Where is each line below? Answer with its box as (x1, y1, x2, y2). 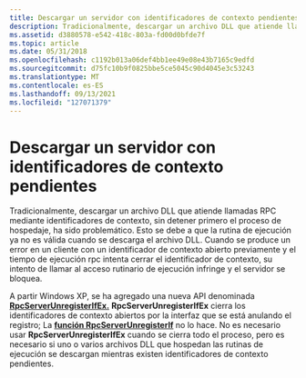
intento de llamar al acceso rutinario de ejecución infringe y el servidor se (9, 264, 286, 274)
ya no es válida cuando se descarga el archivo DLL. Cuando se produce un (9, 234, 291, 245)
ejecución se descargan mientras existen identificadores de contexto (9, 349, 269, 360)
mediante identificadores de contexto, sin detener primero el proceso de (9, 215, 282, 226)
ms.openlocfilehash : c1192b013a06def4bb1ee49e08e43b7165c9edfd (9, 55, 255, 65)
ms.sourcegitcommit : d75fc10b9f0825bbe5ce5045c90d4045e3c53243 (9, 65, 255, 74)
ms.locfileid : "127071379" (9, 97, 112, 107)
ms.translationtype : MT (9, 73, 100, 82)
